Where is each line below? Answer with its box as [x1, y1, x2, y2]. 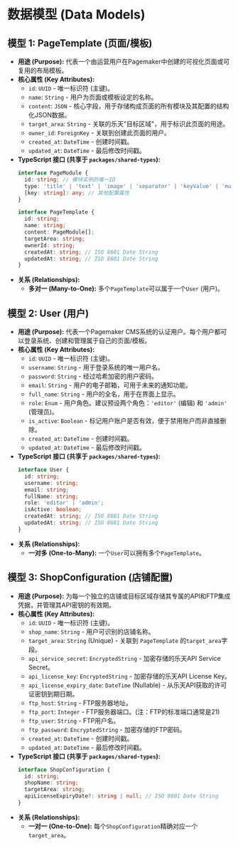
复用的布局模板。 [17, 66, 68, 75]
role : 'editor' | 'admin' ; [24, 499, 104, 506]
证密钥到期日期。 [28, 689, 79, 698]
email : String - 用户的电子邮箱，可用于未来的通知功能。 [28, 381, 192, 390]
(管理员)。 [28, 407, 58, 417]
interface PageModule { [17, 169, 89, 177]
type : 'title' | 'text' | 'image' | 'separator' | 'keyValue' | [24, 182, 219, 189]
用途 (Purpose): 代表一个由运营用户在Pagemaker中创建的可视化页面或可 [17, 58, 229, 66]
